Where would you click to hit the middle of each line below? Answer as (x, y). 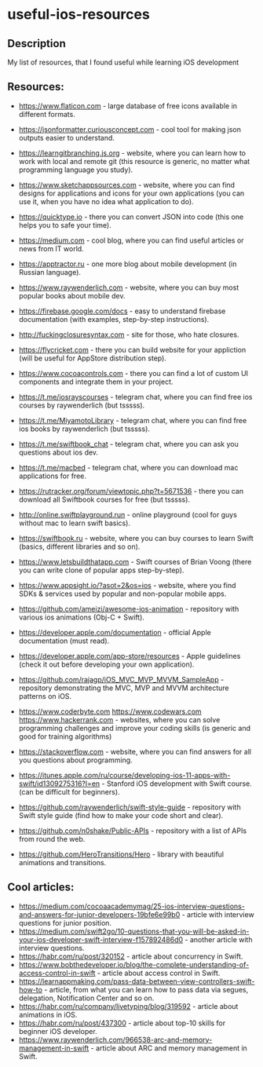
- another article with (219, 939)
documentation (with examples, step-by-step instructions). (114, 319)
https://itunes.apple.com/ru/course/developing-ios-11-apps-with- (124, 775)
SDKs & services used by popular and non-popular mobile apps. (122, 594)
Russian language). (50, 272)
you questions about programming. (75, 760)
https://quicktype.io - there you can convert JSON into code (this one (131, 217)
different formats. (47, 114)
